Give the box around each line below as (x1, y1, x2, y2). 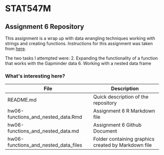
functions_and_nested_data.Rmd (7, 113, 82, 120)
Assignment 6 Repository (5, 22, 84, 31)
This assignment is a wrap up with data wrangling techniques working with (5, 35, 155, 41)
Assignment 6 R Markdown (93, 108, 155, 114)
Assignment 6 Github (93, 122, 142, 129)
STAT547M (5, 3, 51, 14)
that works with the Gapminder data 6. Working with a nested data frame (5, 61, 151, 66)
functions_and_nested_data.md (7, 128, 79, 134)
